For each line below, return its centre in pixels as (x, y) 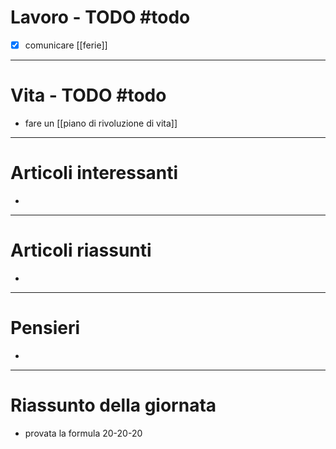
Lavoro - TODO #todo (100, 17)
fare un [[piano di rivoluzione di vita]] (101, 123)
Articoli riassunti (81, 250)
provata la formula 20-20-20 (83, 433)
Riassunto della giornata (113, 405)
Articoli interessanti (94, 173)
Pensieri (45, 328)
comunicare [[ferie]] (66, 45)
